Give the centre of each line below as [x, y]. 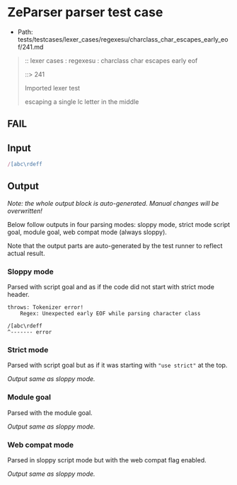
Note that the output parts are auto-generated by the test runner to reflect [115, 245]
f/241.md [30, 47]
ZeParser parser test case [85, 12]
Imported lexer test [52, 88]
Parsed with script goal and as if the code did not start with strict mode [111, 287]
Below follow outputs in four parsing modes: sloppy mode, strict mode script [119, 224]
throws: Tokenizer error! [45, 308]
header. [18, 295]
